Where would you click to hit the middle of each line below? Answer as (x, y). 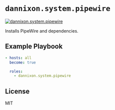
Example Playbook (34, 47)
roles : (16, 71)
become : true (23, 62)
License (17, 91)
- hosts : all (18, 58)
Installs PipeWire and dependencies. (42, 31)
